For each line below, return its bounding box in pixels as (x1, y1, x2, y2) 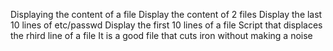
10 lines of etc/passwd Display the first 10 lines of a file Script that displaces (10, 19, 323, 31)
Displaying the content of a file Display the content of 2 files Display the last (10, 9, 323, 20)
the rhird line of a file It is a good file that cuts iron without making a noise (10, 30, 313, 41)
